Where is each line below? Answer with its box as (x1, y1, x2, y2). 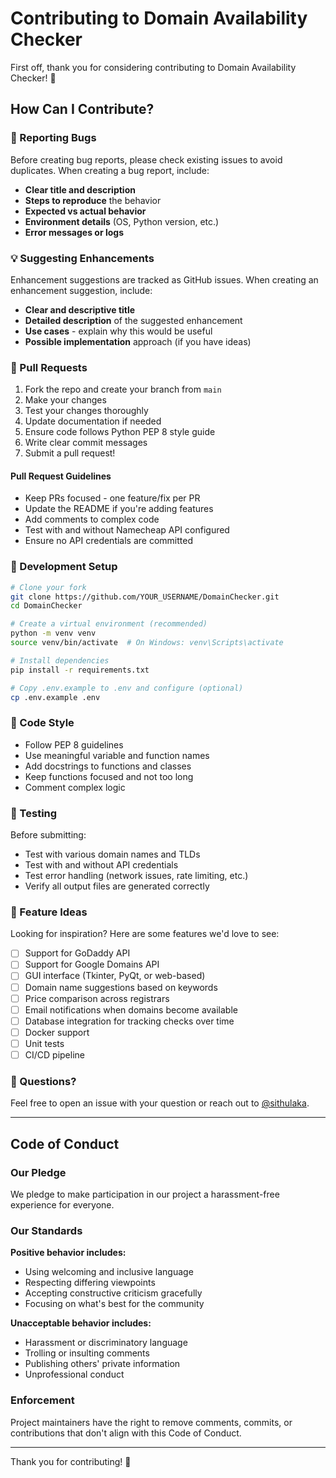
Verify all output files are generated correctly (24, 880, 210, 892)
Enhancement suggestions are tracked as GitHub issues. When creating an (10, 273, 319, 286)
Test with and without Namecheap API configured (24, 524, 230, 536)
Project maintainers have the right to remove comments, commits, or (10, 1416, 293, 1428)
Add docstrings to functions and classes (24, 760, 192, 772)
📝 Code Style (10, 716, 75, 730)
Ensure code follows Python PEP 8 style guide (24, 426, 216, 438)
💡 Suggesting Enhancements (10, 251, 155, 265)
